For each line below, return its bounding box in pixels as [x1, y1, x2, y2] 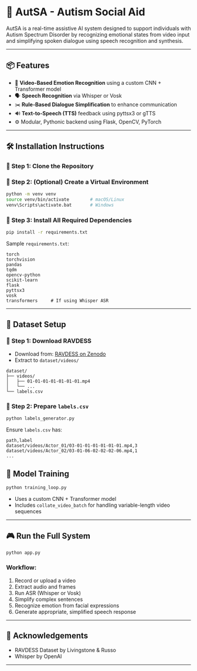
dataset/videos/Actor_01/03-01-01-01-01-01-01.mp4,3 [6, 443, 138, 449]
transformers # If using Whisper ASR [6, 298, 109, 304]
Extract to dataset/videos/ [14, 356, 79, 364]
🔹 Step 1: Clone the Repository [6, 162, 94, 170]
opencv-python [6, 272, 41, 278]
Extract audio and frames [14, 583, 76, 590]
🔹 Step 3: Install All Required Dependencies [6, 216, 132, 224]
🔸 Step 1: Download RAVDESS [6, 337, 92, 345]
